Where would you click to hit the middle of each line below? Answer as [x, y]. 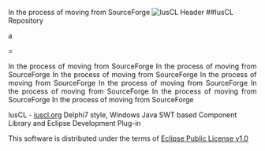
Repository [26, 20]
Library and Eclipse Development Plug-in [75, 123]
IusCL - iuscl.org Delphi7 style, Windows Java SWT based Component [123, 115]
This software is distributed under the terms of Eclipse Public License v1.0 [128, 138]
